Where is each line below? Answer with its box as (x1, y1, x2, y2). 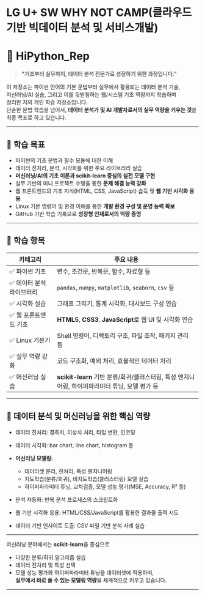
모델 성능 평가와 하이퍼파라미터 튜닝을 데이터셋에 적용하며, (15, 568, 154, 576)
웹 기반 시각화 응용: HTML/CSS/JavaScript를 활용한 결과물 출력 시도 (15, 508, 179, 516)
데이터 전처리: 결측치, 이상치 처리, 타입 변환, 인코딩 (15, 428, 135, 436)
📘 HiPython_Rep (6, 50, 90, 63)
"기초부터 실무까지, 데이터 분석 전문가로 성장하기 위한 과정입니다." (21, 70, 177, 78)
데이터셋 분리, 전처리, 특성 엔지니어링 (24, 467, 113, 475)
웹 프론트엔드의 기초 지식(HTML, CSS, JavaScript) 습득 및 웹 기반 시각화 (15, 187, 189, 195)
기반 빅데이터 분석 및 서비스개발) (6, 21, 159, 35)
